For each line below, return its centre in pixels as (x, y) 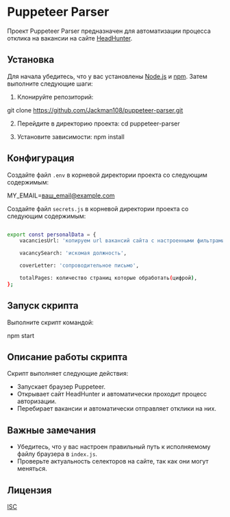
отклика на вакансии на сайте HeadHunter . (70, 38)
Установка (31, 60)
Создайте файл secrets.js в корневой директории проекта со (98, 208)
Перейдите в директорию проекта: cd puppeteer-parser (98, 123)
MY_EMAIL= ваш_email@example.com (61, 195)
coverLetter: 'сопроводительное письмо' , (79, 266)
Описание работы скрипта (67, 357)
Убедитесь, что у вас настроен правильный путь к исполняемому (114, 447)
